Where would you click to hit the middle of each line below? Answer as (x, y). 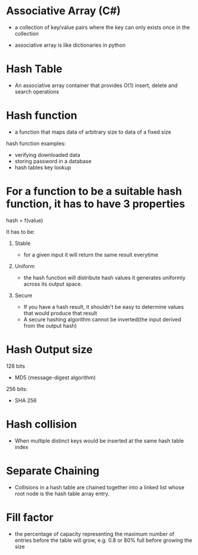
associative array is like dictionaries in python (70, 45)
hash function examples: (36, 143)
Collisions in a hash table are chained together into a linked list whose (100, 487)
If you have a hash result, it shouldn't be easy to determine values (104, 306)
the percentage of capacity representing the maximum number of (95, 534)
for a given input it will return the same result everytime (91, 254)
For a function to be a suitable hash (94, 191)
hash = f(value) (25, 220)
